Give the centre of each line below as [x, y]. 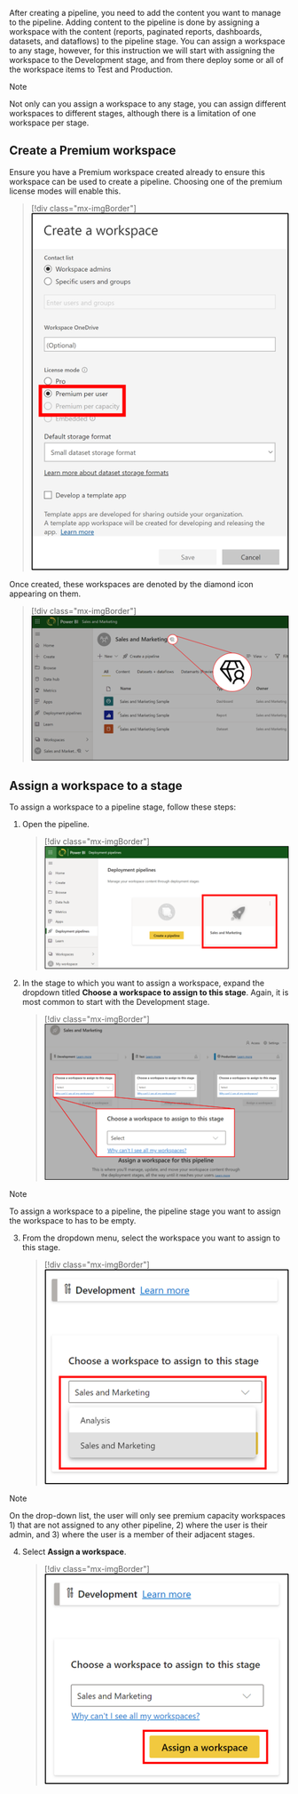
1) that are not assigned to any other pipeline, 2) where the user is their [138, 1525]
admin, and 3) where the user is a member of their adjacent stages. [132, 1534]
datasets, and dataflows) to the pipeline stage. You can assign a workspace [147, 41]
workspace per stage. [49, 123]
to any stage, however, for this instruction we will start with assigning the [142, 51]
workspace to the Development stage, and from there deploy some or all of [146, 60]
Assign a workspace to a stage [96, 785]
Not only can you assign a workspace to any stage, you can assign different [148, 104]
